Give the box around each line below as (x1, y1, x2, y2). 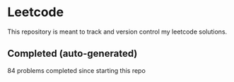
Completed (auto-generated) (7, 48, 138, 60)
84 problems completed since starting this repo (7, 66, 146, 74)
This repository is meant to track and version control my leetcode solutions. (7, 27, 228, 36)
